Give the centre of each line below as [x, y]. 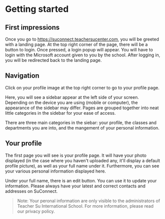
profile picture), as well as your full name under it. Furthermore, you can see [82, 166]
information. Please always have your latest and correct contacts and [75, 186]
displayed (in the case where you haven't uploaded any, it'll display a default [82, 160]
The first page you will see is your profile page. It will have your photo [76, 155]
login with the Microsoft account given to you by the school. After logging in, [83, 55]
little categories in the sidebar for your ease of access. [60, 113]
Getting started [37, 9]
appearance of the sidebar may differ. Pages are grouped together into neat [82, 108]
